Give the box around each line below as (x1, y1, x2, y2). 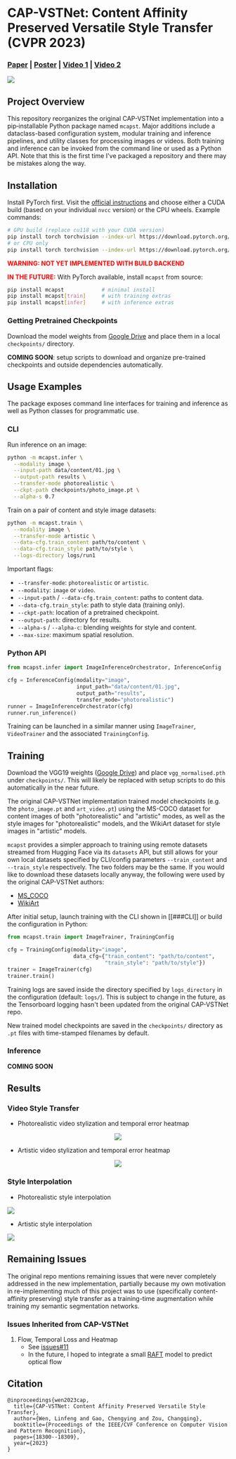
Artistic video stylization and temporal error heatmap (17, 1146, 171, 1155)
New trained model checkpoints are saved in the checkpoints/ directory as (7, 1021, 223, 1030)
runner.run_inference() (7, 709, 77, 717)
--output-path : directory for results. (17, 616, 122, 624)
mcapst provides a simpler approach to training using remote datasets (7, 841, 208, 849)
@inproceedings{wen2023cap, (7, 1396, 90, 1404)
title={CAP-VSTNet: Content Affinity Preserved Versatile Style (13, 1403, 206, 1410)
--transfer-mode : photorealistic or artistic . (17, 578, 150, 587)
